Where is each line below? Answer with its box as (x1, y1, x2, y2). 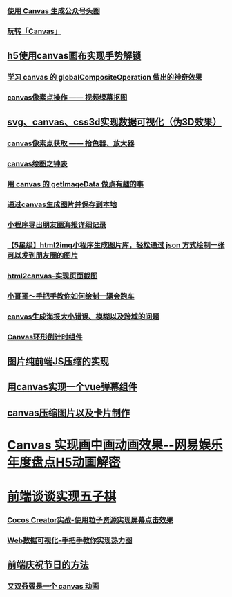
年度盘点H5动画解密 (7, 455, 121, 470)
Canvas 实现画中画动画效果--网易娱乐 (7, 438, 223, 453)
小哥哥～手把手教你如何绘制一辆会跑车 (7, 291, 135, 301)
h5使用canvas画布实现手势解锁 (7, 50, 142, 62)
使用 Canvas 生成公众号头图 (7, 6, 100, 15)
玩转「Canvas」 (7, 26, 62, 36)
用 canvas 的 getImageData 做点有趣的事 (7, 179, 144, 189)
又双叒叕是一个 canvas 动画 (7, 582, 99, 591)
